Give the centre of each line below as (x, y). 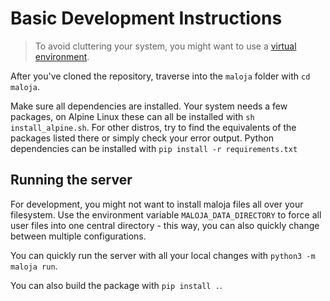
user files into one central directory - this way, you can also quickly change (165, 225)
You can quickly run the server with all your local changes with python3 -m (163, 255)
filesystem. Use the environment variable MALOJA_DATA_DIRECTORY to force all (166, 214)
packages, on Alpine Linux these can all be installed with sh (132, 116)
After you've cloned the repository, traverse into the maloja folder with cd (160, 76)
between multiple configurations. (78, 236)
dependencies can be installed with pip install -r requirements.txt (154, 148)
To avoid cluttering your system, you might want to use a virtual (165, 46)
